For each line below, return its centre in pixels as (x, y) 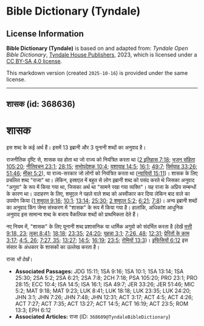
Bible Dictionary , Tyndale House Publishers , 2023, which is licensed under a (102, 55)
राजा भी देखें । (19, 259)
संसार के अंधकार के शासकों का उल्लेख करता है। (53, 247)
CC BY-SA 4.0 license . (34, 61)
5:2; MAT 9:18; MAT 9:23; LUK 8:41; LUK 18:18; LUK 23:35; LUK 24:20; (103, 291)
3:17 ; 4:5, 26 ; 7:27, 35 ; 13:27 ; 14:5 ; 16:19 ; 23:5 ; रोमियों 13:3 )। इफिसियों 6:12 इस (97, 240)
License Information (45, 34)
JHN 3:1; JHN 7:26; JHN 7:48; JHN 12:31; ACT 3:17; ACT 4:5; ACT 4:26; (104, 297)
